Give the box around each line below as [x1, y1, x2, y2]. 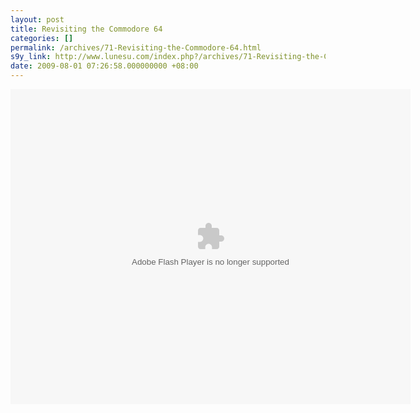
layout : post [10, 14, 65, 25]
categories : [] [10, 33, 74, 43]
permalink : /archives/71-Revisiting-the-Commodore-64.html [10, 42, 262, 53]
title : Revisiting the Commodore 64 [10, 24, 163, 34]
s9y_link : [10, 52, 52, 62]
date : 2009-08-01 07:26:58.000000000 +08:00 [10, 61, 199, 71]
